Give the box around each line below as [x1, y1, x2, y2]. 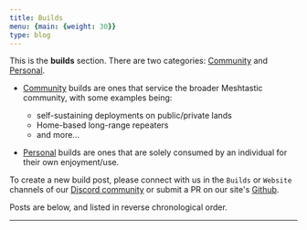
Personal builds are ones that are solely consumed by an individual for [22, 147, 288, 158]
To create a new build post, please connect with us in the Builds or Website [9, 174, 292, 185]
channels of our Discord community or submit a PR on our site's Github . [9, 184, 280, 195]
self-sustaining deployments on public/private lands [36, 110, 233, 121]
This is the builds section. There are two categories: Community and [9, 56, 268, 67]
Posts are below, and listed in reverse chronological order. [9, 202, 228, 213]
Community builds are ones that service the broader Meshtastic [22, 83, 263, 94]
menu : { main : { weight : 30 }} [9, 22, 117, 31]
